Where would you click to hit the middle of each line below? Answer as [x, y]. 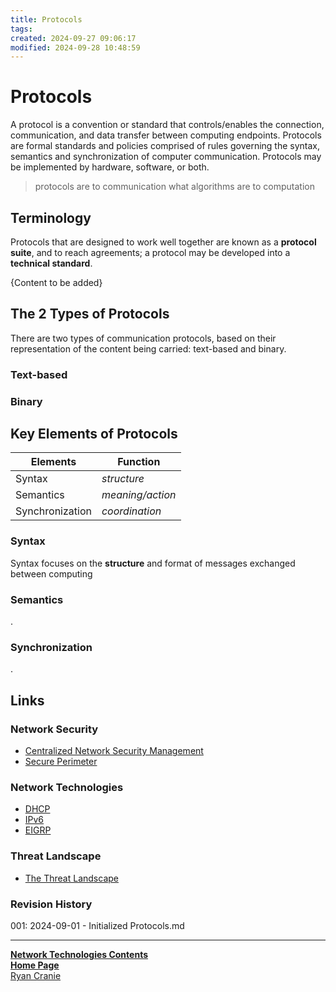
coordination [131, 511]
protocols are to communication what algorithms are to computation [174, 187]
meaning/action [139, 495]
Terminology [51, 217]
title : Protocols [46, 19]
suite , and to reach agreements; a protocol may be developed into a [150, 252]
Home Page [35, 965]
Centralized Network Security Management [114, 751]
